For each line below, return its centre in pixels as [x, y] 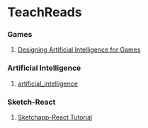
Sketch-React [32, 102]
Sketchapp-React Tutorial [55, 117]
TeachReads [45, 12]
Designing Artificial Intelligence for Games [79, 50]
